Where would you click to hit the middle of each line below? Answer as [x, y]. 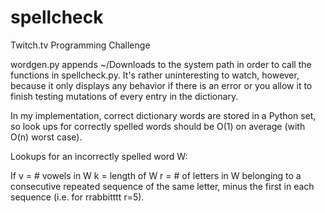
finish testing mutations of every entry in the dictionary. [124, 96]
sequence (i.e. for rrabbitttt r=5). [77, 197]
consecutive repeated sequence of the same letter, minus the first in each [162, 186]
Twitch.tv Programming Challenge [80, 45]
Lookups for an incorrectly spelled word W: [99, 156]
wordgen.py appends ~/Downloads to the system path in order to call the [161, 64]
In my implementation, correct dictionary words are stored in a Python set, [163, 115]
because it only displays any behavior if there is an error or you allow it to [161, 85]
